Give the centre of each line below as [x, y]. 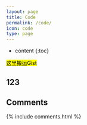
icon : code [20, 28]
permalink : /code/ [29, 23]
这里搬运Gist [21, 63]
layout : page [22, 12]
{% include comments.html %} [44, 117]
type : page [20, 34]
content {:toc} [32, 51]
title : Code [21, 17]
